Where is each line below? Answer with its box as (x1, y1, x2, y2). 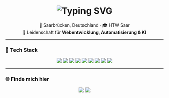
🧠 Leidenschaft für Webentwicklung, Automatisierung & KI (22, 29, 147, 35)
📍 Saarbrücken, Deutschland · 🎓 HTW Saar (39, 22, 130, 28)
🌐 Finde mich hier (5, 76, 49, 83)
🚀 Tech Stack (5, 46, 38, 53)
